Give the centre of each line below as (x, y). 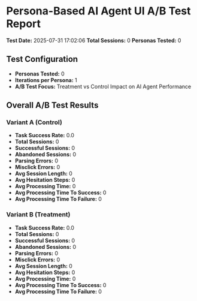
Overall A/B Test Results (52, 105)
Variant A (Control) (34, 122)
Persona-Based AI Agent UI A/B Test (99, 11)
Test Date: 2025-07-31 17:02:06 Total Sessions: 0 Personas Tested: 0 (94, 40)
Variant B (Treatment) (38, 215)
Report (23, 24)
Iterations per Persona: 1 (46, 80)
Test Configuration (42, 59)
